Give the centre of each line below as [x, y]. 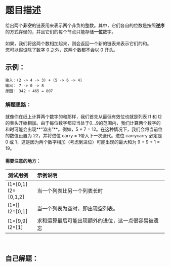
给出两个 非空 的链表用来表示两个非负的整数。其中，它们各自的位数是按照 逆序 [85, 25]
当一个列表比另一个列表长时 [70, 191]
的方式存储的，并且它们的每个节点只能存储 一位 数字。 [61, 31]
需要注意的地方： [23, 161]
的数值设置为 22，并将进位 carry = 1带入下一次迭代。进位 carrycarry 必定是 [84, 136]
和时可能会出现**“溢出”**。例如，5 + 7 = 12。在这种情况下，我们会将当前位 [84, 129]
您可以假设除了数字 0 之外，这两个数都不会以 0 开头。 [61, 50]
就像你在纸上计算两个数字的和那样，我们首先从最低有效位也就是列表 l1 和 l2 [83, 117]
